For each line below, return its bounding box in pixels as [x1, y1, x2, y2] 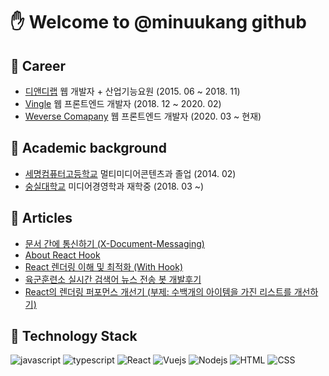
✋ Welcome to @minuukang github [10, 11, 307, 34]
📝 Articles [10, 210, 73, 227]
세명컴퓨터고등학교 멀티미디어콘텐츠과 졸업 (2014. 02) [24, 167, 237, 179]
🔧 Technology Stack [10, 328, 138, 345]
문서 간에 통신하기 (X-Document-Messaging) [24, 237, 205, 249]
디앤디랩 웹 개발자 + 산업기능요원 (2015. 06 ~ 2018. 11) [24, 85, 241, 97]
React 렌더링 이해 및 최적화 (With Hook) [24, 260, 184, 273]
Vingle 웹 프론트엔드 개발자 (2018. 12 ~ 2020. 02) [24, 98, 222, 109]
